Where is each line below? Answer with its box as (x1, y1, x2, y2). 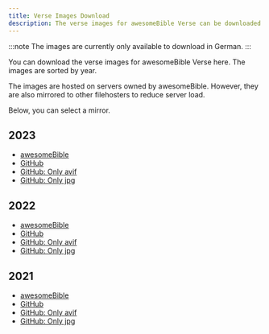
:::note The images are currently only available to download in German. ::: (8, 41, 252, 51)
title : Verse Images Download (8, 11, 110, 20)
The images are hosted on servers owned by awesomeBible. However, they (8, 81, 259, 91)
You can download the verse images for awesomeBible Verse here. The (8, 57, 246, 67)
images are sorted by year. (8, 65, 97, 75)
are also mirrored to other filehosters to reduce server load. (8, 89, 205, 99)
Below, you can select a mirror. (8, 105, 111, 115)
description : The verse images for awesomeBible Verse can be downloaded (8, 19, 262, 27)
